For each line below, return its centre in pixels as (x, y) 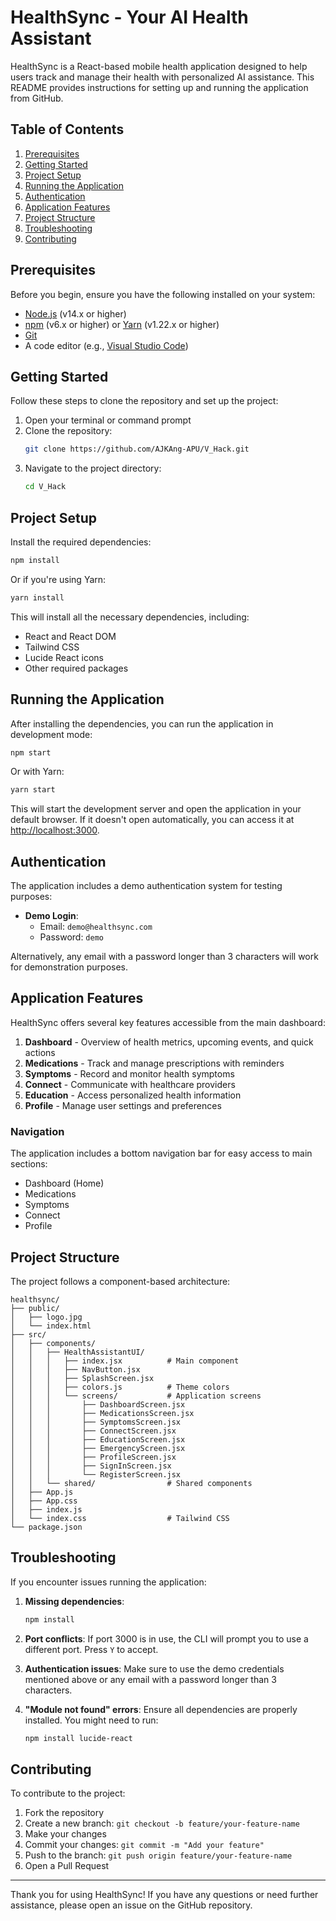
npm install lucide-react (78, 1738)
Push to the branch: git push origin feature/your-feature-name (158, 1855)
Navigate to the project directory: (93, 468)
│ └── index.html (51, 1326)
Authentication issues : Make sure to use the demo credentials (154, 1668)
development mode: (51, 734)
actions (40, 1052)
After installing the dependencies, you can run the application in (142, 723)
